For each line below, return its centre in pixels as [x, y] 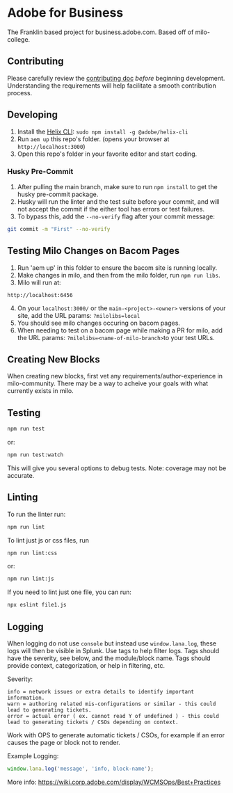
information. [26, 698]
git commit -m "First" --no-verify [59, 229]
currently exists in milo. [41, 391]
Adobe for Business [65, 13]
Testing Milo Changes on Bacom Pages [93, 251]
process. [20, 93]
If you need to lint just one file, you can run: [70, 592]
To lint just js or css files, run [48, 540]
